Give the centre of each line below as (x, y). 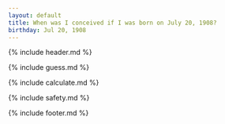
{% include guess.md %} (49, 67)
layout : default (35, 15)
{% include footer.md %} (49, 113)
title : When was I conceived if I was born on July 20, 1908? (112, 23)
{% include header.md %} (50, 53)
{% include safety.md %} (49, 98)
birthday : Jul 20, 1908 (47, 30)
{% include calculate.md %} (54, 82)
